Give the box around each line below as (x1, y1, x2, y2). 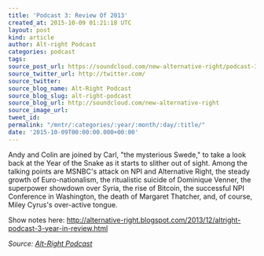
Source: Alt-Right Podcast (8, 239, 93, 248)
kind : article (8, 33, 55, 42)
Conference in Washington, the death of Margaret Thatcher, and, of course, (8, 192, 253, 201)
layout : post (8, 26, 51, 34)
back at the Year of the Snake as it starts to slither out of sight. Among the (8, 158, 247, 167)
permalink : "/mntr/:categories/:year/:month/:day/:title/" (8, 121, 206, 129)
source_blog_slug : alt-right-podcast (8, 92, 132, 100)
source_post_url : (8, 63, 65, 71)
